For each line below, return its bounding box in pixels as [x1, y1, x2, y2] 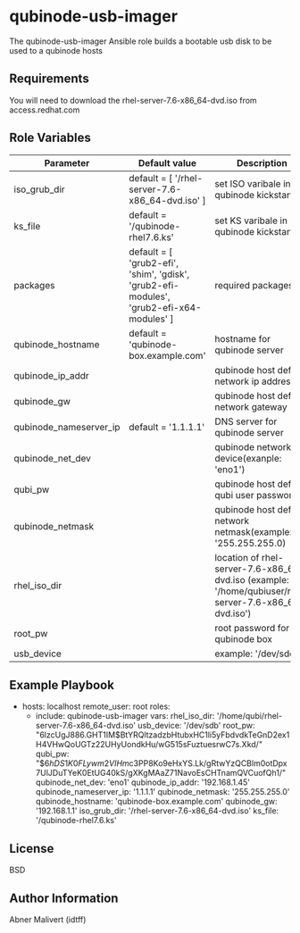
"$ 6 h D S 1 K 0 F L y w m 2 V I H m [35, 758, 129, 769]
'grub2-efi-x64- [129, 301, 203, 313]
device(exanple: [213, 452, 282, 464]
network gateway [213, 400, 287, 412]
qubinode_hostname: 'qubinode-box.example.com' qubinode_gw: [35, 796, 279, 807]
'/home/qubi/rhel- [216, 711, 283, 721]
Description [236, 156, 287, 169]
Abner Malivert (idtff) [9, 914, 87, 925]
